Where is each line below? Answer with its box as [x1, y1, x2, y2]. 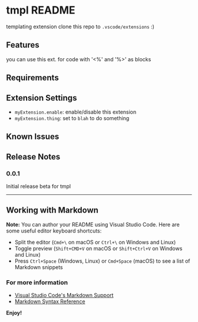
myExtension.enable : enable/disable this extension [14, 108, 137, 115]
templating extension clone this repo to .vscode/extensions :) [6, 23, 155, 30]
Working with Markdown [6, 205, 99, 215]
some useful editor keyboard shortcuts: [6, 227, 102, 234]
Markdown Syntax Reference [14, 298, 85, 305]
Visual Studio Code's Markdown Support [14, 292, 114, 299]
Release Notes [6, 151, 61, 162]
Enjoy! [6, 310, 22, 317]
